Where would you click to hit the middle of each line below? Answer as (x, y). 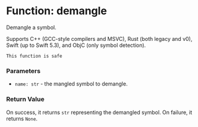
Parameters (23, 71)
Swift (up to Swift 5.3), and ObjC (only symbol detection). (76, 45)
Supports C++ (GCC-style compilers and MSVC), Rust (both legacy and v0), (99, 39)
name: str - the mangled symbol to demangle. (71, 84)
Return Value (25, 99)
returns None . (22, 118)
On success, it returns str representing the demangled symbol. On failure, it (99, 112)
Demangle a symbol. (31, 27)
